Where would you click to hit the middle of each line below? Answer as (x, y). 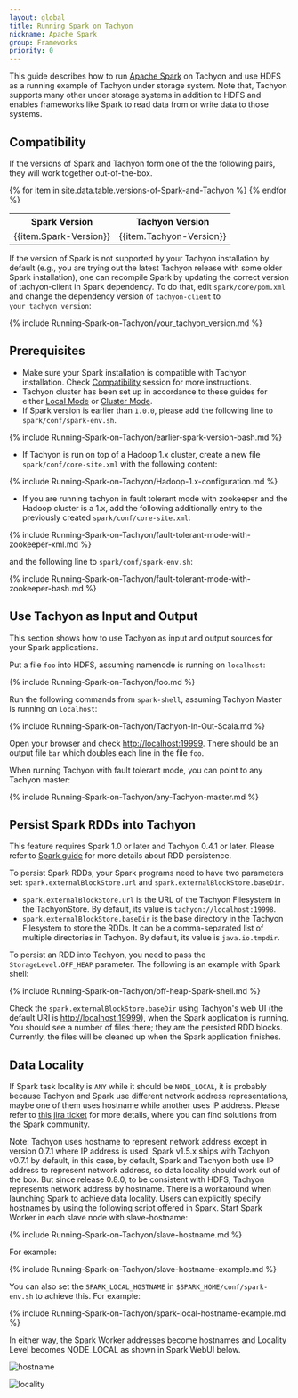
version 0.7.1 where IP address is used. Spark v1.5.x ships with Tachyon (139, 1151)
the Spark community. (50, 1124)
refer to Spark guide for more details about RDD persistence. (121, 856)
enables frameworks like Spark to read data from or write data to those (139, 104)
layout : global (37, 17)
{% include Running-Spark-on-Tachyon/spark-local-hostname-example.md (148, 1313)
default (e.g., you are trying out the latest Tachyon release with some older (146, 268)
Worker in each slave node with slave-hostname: (99, 1218)
